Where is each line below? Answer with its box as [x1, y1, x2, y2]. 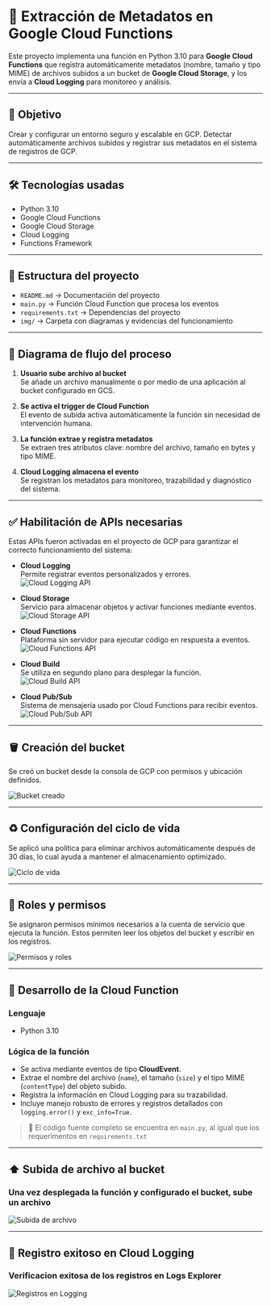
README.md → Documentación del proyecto [19, 291, 160, 300]
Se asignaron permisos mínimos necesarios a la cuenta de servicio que [8, 919, 245, 929]
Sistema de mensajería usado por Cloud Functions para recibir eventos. [19, 701, 258, 710]
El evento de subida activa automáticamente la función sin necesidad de [19, 410, 261, 420]
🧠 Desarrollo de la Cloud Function [8, 983, 179, 997]
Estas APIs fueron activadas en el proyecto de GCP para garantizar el [8, 537, 240, 546]
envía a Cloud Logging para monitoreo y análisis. [8, 77, 172, 86]
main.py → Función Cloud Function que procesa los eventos [19, 299, 219, 309]
